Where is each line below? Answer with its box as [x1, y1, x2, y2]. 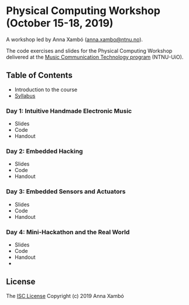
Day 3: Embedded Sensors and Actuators [6, 187, 126, 196]
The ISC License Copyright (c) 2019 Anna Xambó [6, 292, 124, 299]
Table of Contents [6, 70, 73, 80]
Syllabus [14, 92, 36, 99]
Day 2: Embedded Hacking [6, 147, 83, 155]
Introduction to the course [14, 86, 78, 93]
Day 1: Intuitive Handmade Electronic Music [6, 107, 132, 115]
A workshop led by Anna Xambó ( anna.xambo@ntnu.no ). [6, 36, 143, 43]
